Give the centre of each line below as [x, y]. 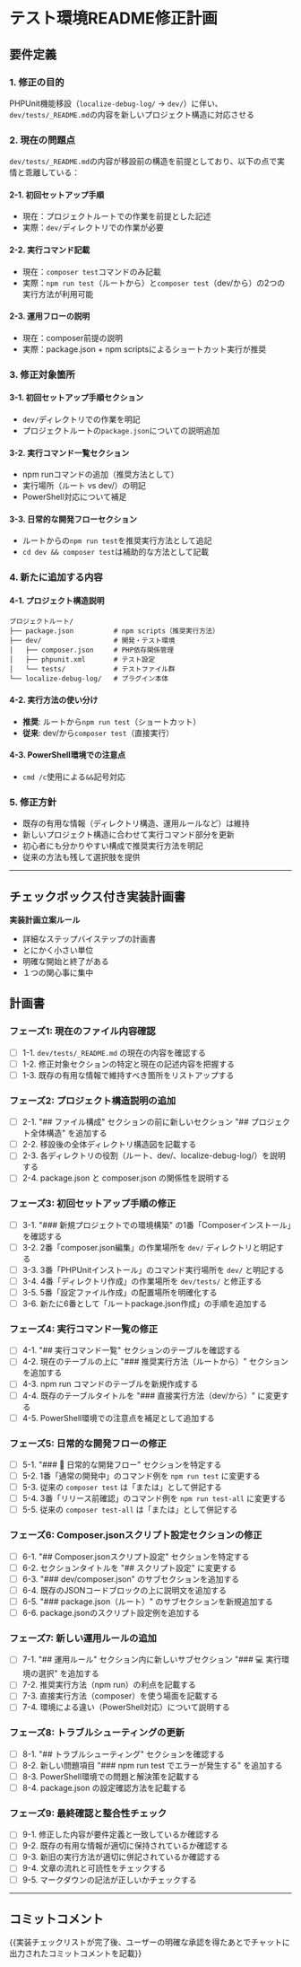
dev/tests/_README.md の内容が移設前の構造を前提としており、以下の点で [143, 162]
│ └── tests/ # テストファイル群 [92, 670]
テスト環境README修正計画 [113, 18]
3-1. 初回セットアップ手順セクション [77, 398]
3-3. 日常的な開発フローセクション [73, 519]
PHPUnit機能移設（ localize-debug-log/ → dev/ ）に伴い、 [116, 103]
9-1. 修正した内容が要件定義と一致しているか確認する [120, 1835]
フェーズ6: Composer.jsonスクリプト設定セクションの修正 [136, 1535]
